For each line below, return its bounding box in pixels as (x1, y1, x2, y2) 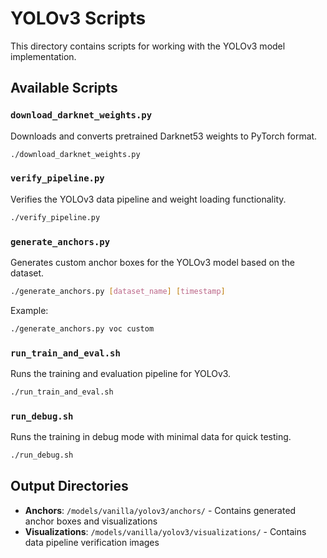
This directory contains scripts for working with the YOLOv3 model (10, 40, 286, 52)
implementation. (10, 50, 77, 62)
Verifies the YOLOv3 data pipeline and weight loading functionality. (10, 193, 287, 205)
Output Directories (10, 478, 129, 495)
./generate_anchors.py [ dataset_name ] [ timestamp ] (10, 286, 226, 296)
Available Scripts (10, 80, 118, 97)
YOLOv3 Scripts (10, 7, 147, 30)
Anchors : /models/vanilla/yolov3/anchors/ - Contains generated (24, 504, 297, 516)
